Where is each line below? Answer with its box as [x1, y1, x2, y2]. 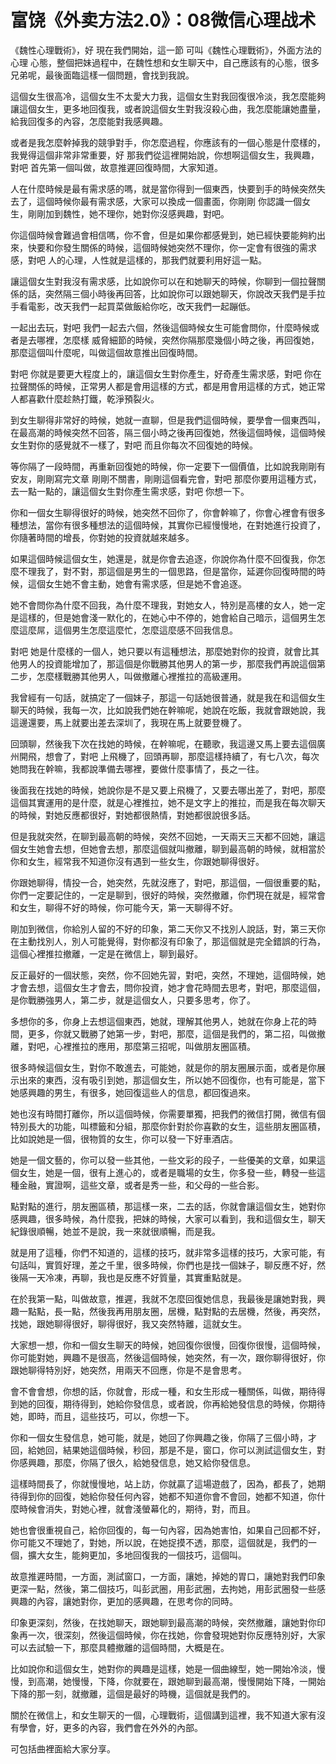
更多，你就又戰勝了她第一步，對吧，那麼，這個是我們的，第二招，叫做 [27, 1027, 317, 1040]
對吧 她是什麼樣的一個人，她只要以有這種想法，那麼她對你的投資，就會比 [10, 645, 311, 657]
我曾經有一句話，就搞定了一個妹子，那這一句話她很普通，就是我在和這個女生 [10, 691, 326, 703]
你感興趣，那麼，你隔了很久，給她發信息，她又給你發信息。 [10, 1456, 256, 1468]
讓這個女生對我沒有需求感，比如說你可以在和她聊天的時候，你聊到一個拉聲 [10, 275, 317, 287]
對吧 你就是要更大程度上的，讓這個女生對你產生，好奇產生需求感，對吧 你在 [10, 367, 322, 380]
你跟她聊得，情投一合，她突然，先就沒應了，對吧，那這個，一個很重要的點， [10, 876, 326, 888]
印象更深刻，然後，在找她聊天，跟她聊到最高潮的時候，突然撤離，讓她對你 [10, 1616, 317, 1628]
